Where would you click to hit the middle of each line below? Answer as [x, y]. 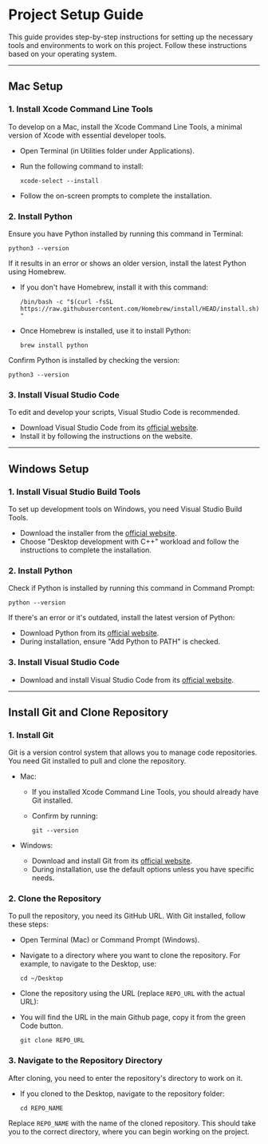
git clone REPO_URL [52, 1041]
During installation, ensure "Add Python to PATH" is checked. [120, 642]
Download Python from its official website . [89, 633]
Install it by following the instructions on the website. [106, 436]
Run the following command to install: [81, 166]
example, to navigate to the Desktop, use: [88, 964]
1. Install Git [31, 735]
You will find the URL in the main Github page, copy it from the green [132, 1018]
